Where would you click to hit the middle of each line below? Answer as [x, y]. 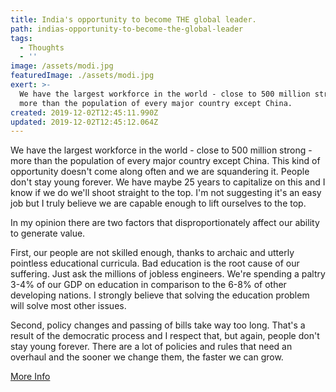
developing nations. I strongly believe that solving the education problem [160, 295]
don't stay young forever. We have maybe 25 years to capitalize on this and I [168, 182]
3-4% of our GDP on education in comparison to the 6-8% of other [148, 285]
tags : [21, 38]
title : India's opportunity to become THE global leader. [133, 19]
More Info [30, 377]
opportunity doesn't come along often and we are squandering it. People [160, 172]
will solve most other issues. [68, 306]
